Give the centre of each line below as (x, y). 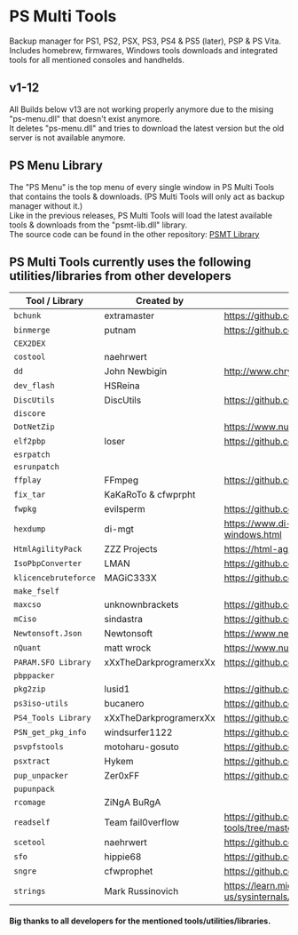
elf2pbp (30, 441)
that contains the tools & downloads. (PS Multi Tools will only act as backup (147, 196)
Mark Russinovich (141, 891)
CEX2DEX (30, 344)
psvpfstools (39, 747)
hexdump (30, 529)
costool (30, 357)
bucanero (124, 704)
